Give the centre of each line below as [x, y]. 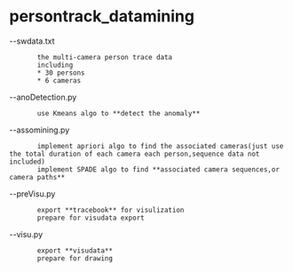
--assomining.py [40, 130]
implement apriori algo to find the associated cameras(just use [160, 146]
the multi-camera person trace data [105, 57]
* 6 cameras [59, 80]
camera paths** [37, 177]
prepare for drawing [75, 258]
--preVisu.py [32, 194]
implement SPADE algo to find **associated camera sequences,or [158, 169]
